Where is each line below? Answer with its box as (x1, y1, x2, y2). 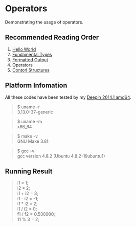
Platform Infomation (5, 81, 68, 90)
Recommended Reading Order (5, 33, 99, 42)
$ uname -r (17, 104, 40, 110)
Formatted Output (12, 57, 48, 63)
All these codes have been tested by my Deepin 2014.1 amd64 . (5, 94, 131, 100)
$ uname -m (17, 118, 43, 124)
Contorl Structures (12, 67, 50, 73)
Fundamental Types (12, 51, 52, 57)
